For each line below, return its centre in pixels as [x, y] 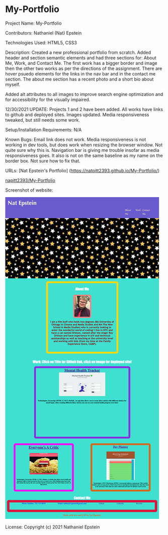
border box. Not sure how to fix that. [43, 161]
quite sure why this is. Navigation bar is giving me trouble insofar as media [82, 150]
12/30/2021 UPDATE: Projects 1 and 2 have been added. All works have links [84, 109]
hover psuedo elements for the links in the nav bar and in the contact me [80, 73]
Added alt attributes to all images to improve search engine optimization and [84, 94]
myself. [13, 84]
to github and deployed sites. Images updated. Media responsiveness [77, 115]
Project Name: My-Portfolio [33, 23]
